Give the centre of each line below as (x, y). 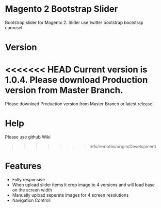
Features (23, 166)
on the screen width (32, 190)
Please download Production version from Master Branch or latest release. (79, 104)
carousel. (14, 27)
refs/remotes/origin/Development (123, 146)
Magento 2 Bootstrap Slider (61, 9)
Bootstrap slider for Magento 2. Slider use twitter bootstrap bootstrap (74, 22)
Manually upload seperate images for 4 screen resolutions (70, 195)
